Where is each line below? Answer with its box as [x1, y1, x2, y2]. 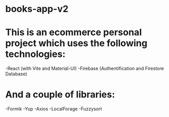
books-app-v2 [5, 3, 69, 15]
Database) [5, 71, 27, 77]
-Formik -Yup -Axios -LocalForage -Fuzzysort [5, 106, 102, 112]
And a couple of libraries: [5, 89, 116, 101]
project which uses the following [5, 37, 147, 49]
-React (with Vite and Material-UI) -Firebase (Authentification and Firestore [5, 65, 164, 72]
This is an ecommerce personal [5, 27, 142, 38]
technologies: [5, 48, 66, 60]
